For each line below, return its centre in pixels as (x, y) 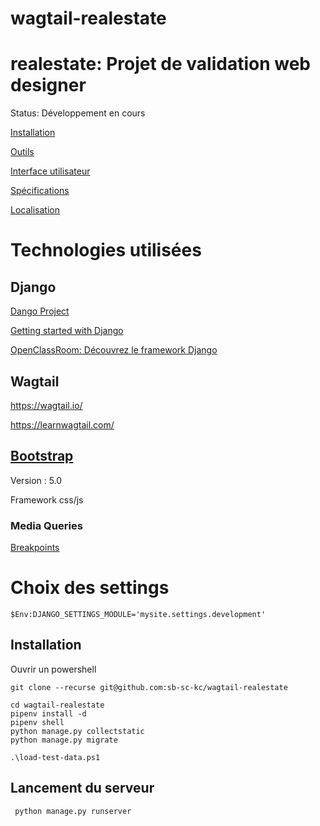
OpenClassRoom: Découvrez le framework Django (114, 350)
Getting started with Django (67, 331)
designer (48, 85)
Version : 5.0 (36, 480)
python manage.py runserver (73, 811)
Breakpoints (35, 548)
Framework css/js (47, 499)
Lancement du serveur (82, 788)
